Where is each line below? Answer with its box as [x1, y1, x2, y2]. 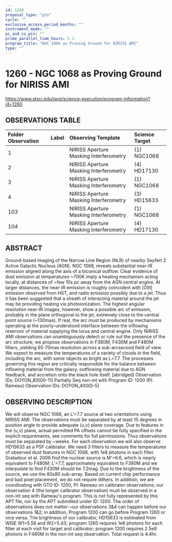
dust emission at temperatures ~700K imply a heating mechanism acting [5, 274, 158, 280]
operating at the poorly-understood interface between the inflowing [5, 323, 148, 329]
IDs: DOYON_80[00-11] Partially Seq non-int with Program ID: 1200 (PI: [5, 377, 154, 384]
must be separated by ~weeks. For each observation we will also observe [5, 438, 161, 444]
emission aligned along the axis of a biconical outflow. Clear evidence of [5, 268, 158, 274]
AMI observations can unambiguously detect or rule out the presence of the [5, 334, 165, 340]
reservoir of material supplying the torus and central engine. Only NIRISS [5, 328, 159, 334]
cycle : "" [5, 17, 27, 22]
